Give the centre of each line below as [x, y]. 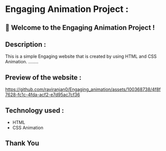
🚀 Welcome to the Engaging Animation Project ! [80, 28]
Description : [26, 44]
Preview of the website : [43, 77]
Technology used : [35, 110]
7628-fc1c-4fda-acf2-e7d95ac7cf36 [43, 95]
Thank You [22, 143]
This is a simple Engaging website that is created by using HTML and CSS [81, 56]
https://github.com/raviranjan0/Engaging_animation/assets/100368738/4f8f [83, 89]
